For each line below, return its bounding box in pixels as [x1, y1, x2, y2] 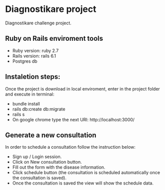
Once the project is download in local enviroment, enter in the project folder [5, 86, 160, 92]
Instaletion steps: [5, 73, 61, 81]
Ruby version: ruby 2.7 [12, 47, 59, 53]
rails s [12, 111, 25, 117]
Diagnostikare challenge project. [5, 20, 72, 26]
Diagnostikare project [5, 3, 96, 15]
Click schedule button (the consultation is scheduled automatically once [12, 170, 161, 176]
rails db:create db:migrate [12, 106, 66, 112]
